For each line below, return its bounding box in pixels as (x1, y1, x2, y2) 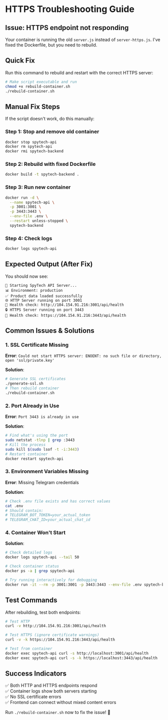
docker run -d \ (5, 195, 39, 200)
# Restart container (5, 451, 48, 457)
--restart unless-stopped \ (9, 218, 68, 223)
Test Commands (5, 596, 57, 605)
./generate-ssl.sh (5, 381, 43, 386)
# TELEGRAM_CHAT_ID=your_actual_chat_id (5, 517, 91, 523)
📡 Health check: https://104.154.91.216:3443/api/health (5, 313, 126, 318)
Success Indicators (5, 670, 66, 678)
